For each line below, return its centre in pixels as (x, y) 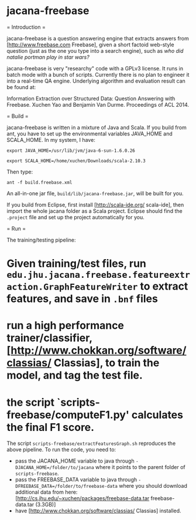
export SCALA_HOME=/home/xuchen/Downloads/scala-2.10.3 (76, 161)
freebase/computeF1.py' (68, 415)
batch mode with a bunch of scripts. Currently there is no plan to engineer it (98, 74)
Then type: (20, 172)
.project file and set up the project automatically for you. (76, 217)
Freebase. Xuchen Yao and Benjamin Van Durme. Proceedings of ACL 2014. (98, 104)
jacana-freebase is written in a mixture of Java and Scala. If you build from (97, 127)
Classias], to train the (106, 363)
